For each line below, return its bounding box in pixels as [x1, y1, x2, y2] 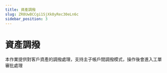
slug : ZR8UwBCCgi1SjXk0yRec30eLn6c [5, 12, 79, 17]
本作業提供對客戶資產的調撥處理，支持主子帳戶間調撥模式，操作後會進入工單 [5, 56, 162, 62]
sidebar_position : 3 [5, 16, 48, 21]
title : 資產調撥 [5, 7, 36, 12]
